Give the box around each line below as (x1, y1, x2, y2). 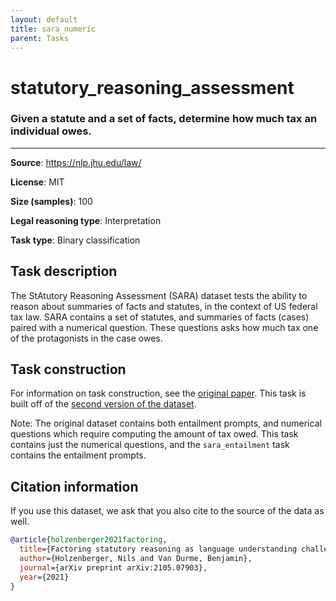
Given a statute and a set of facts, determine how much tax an (10, 112, 318, 126)
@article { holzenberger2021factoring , (10, 535, 168, 545)
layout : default (10, 14, 78, 25)
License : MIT (10, 176, 65, 188)
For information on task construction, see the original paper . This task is (10, 387, 307, 400)
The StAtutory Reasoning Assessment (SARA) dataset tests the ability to (10, 289, 308, 301)
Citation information (10, 478, 139, 495)
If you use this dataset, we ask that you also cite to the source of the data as (10, 505, 325, 517)
